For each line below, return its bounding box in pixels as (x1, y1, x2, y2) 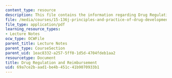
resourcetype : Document (5, 55, 56, 61)
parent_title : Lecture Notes (5, 41, 68, 46)
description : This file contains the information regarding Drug (5, 12, 147, 17)
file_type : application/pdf (5, 22, 66, 27)
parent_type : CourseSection (5, 46, 66, 51)
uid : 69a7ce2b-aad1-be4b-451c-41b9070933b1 (5, 65, 100, 70)
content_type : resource (5, 7, 56, 13)
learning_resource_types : (5, 27, 60, 32)
